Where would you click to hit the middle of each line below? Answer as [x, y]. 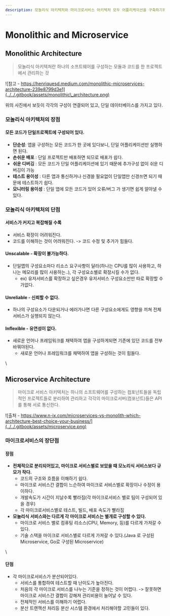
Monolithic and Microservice [67, 35]
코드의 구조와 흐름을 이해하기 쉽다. [54, 478]
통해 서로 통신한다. [41, 405]
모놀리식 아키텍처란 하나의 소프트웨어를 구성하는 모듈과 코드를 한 [81, 66]
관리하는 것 [38, 73]
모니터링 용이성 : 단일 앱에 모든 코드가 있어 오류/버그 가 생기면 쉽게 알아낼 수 [87, 189]
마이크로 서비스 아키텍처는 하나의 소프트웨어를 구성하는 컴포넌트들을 [84, 392]
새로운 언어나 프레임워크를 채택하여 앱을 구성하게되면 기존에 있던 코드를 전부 [88, 341]
